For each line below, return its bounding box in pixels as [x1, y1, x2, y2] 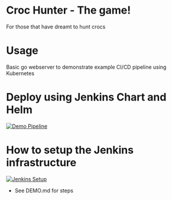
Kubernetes [6, 69, 34, 77]
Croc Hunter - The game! [6, 4, 131, 17]
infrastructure [6, 156, 77, 169]
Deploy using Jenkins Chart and [6, 91, 167, 104]
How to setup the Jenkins [6, 143, 134, 157]
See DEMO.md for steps [14, 187, 74, 194]
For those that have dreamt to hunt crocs [6, 23, 106, 30]
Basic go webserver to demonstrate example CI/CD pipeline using [6, 63, 167, 70]
